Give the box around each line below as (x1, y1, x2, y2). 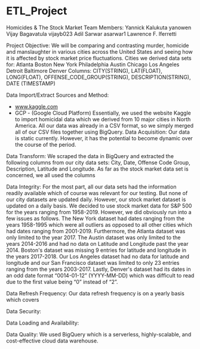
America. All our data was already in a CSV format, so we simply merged (14, 122, 194, 129)
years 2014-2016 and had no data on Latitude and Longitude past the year (6, 240, 189, 247)
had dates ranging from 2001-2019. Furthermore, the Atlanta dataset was (6, 227, 186, 234)
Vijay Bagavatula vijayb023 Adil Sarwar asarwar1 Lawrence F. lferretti (6, 30, 177, 37)
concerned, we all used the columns (6, 171, 96, 178)
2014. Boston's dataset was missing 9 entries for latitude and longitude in (6, 246, 187, 254)
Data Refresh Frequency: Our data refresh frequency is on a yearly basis (6, 289, 185, 297)
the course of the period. (14, 141, 76, 148)
